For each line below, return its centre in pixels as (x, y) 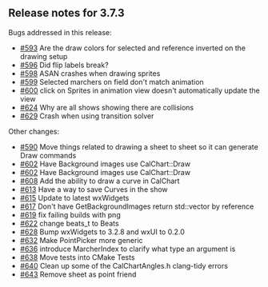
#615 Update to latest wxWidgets (74, 197)
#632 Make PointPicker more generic (81, 240)
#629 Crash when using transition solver (87, 116)
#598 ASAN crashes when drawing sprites (90, 73)
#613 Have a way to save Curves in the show (94, 189)
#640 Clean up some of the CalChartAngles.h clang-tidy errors (124, 265)
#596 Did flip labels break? (64, 65)
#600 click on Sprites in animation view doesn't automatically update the (140, 90)
